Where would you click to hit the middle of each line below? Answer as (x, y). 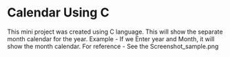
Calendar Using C (58, 13)
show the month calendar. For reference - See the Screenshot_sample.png (113, 46)
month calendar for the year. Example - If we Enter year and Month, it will (111, 38)
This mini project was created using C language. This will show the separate (115, 32)
